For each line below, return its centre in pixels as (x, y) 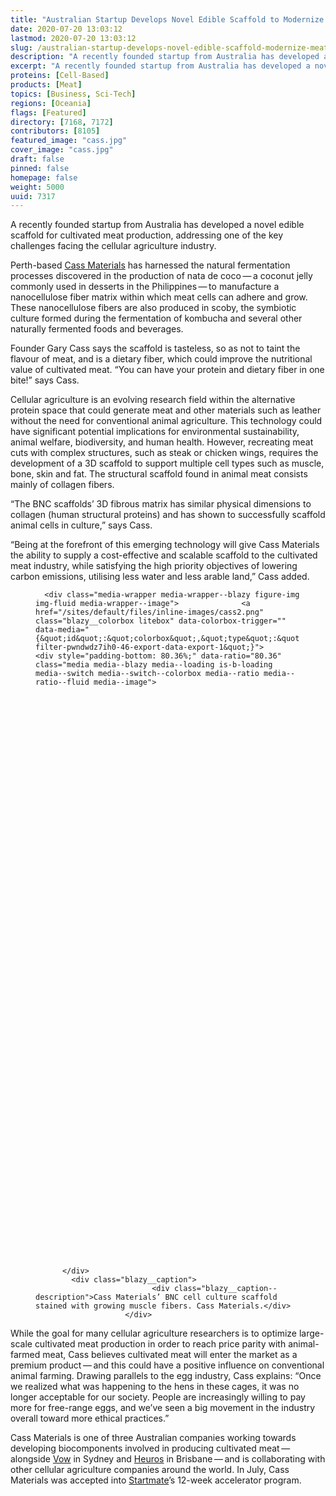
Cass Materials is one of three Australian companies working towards (153, 1438)
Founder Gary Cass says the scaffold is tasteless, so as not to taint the (155, 348)
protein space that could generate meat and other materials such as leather (166, 410)
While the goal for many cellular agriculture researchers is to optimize (153, 1333)
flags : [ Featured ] (48, 112)
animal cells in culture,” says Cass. (81, 525)
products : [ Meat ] (46, 85)
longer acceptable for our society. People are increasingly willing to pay (158, 1397)
